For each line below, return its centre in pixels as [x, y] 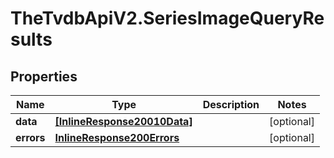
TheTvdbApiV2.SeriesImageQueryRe [167, 18]
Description [231, 104]
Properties [44, 76]
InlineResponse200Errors [117, 137]
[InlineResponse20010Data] [123, 121]
